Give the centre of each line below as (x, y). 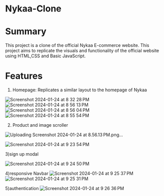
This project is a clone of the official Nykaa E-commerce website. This (77, 45)
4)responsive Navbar (27, 174)
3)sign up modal (22, 154)
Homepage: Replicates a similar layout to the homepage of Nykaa (80, 90)
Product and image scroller (40, 125)
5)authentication (22, 189)
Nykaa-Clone (33, 9)
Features (24, 76)
